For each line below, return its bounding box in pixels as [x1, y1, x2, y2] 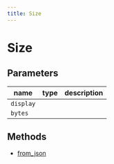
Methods [7, 131, 47, 143]
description [64, 88, 104, 98]
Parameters [7, 67, 59, 80]
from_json [17, 149, 46, 158]
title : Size [7, 10, 41, 17]
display [10, 100, 36, 107]
